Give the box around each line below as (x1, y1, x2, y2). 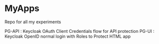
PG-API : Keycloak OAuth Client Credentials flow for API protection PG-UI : (4, 28, 155, 34)
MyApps (4, 3, 40, 14)
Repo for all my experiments (4, 19, 62, 25)
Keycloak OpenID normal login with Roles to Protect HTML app (4, 33, 131, 39)
